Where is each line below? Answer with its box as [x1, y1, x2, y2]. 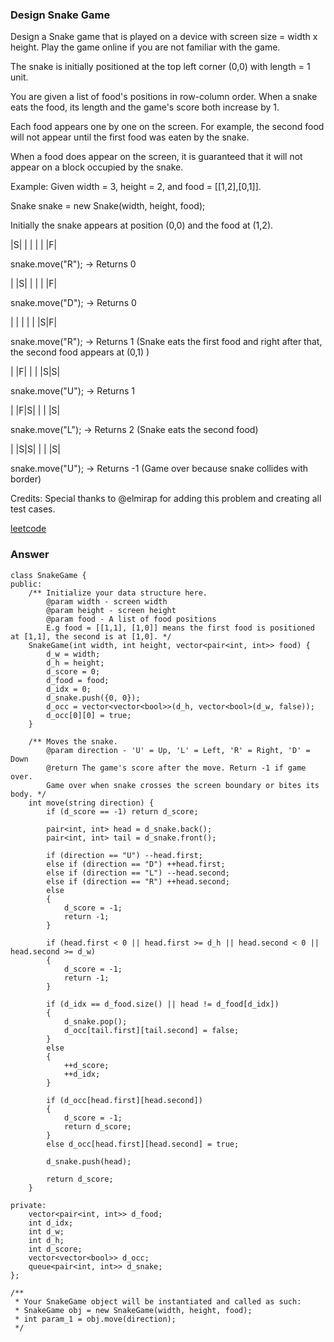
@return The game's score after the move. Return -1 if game [46, 763, 307, 773]
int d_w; [28, 1226, 65, 1237]
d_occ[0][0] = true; [46, 710, 132, 720]
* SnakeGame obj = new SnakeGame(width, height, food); [14, 1305, 253, 1315]
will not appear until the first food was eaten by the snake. [10, 131, 250, 143]
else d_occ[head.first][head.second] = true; [46, 1139, 240, 1149]
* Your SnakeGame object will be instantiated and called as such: [14, 1296, 302, 1307]
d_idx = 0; [46, 684, 92, 694]
